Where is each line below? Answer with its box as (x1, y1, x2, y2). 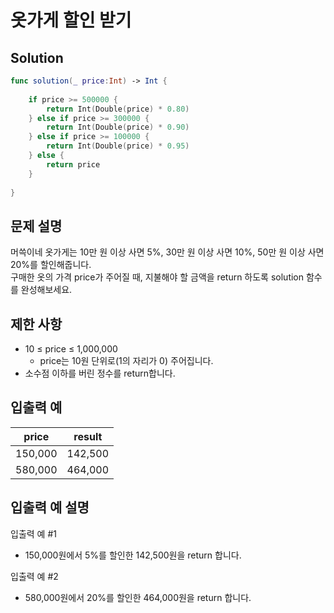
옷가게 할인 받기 (10, 9, 132, 32)
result (73, 429, 103, 443)
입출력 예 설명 (10, 499, 90, 516)
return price (46, 159, 101, 170)
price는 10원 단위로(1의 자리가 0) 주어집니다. (39, 355, 214, 366)
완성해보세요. (20, 284, 73, 296)
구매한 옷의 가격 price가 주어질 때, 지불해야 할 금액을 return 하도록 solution (10, 271, 305, 283)
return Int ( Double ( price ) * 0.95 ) (46, 141, 190, 151)
